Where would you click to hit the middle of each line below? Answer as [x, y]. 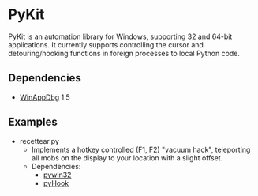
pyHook [56, 183]
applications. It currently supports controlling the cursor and [106, 44]
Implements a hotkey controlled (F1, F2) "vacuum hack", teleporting [141, 149]
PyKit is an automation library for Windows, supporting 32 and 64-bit [120, 36]
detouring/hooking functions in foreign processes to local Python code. [124, 53]
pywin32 [57, 175]
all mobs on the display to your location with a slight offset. [127, 158]
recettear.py [39, 141]
